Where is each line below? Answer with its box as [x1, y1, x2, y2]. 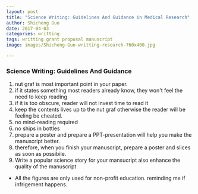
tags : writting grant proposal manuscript [6, 36, 113, 42]
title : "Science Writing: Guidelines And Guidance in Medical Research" [6, 14, 190, 20]
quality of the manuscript [14, 163, 77, 170]
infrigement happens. [14, 181, 68, 188]
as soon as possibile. [14, 150, 67, 158]
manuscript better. [14, 138, 61, 145]
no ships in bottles [14, 125, 61, 132]
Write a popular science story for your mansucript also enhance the [14, 156, 181, 164]
